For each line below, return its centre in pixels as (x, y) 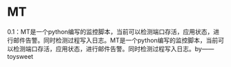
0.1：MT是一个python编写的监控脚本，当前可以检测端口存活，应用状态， (110, 31)
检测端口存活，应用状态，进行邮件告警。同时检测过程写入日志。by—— (113, 49)
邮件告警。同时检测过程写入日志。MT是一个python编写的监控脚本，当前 (115, 40)
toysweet (20, 56)
